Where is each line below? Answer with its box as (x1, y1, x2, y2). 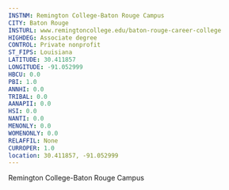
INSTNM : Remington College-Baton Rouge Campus (8, 11, 165, 20)
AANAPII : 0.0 (8, 100, 52, 108)
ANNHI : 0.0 (8, 85, 44, 93)
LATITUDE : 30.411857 (8, 56, 77, 64)
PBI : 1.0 (8, 78, 37, 85)
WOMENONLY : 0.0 (8, 129, 59, 137)
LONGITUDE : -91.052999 (8, 63, 83, 71)
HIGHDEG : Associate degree (8, 33, 97, 42)
